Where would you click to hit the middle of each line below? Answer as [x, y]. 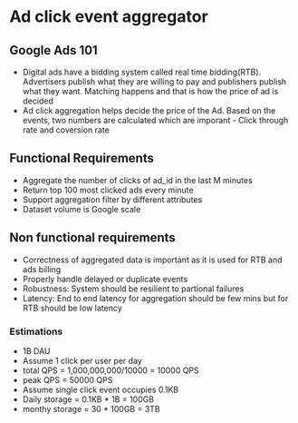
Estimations [36, 331]
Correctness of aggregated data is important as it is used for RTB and [152, 260]
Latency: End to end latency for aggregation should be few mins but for [155, 298]
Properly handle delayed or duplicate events [105, 279]
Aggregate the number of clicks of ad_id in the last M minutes [138, 180]
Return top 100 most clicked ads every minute [108, 190]
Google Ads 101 [53, 50]
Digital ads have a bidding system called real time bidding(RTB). [142, 72]
